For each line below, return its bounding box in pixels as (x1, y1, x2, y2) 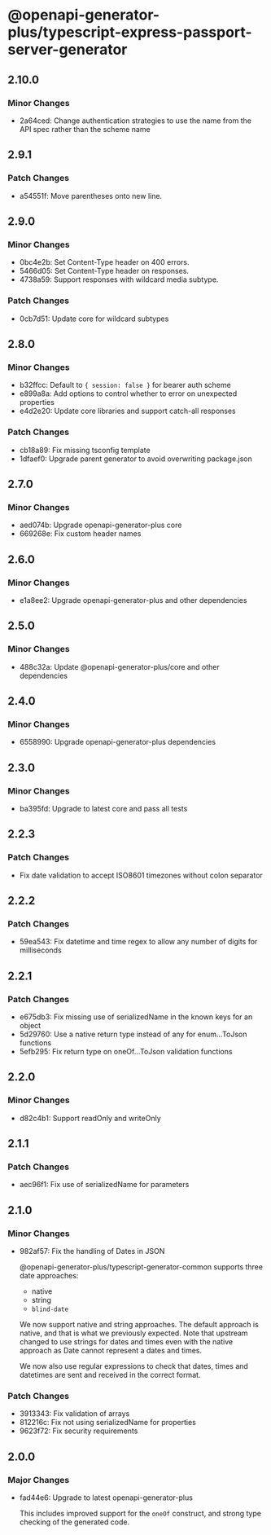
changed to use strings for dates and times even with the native (19, 1337, 234, 1347)
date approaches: (19, 1271, 79, 1281)
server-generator (7, 41, 128, 59)
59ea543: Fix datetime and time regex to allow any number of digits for (19, 937, 258, 947)
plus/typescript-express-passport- (7, 23, 253, 42)
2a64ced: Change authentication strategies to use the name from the (19, 116, 251, 125)
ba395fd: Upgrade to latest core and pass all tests (19, 803, 188, 813)
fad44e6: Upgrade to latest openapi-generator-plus (19, 1493, 193, 1502)
